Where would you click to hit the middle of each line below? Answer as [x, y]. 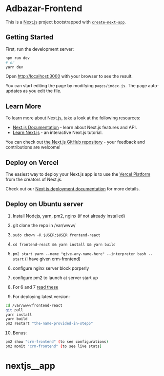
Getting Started [30, 37]
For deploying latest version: [41, 296]
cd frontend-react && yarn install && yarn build [64, 244]
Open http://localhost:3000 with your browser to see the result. [69, 76]
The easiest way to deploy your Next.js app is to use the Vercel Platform [78, 174]
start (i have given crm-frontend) [47, 259]
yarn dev [14, 67]
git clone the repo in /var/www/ [44, 225]
